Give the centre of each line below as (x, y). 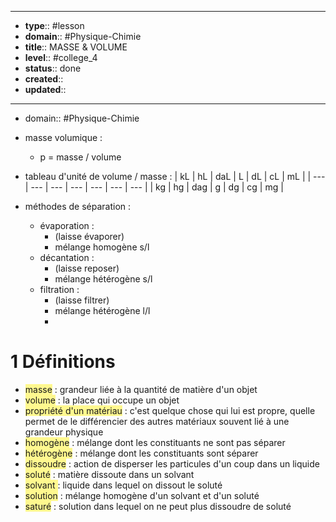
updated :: (45, 89)
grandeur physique (64, 432)
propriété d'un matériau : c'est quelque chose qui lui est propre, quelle (170, 410)
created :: (44, 79)
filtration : (59, 289)
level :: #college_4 (61, 57)
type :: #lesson (54, 25)
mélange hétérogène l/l (102, 310)
